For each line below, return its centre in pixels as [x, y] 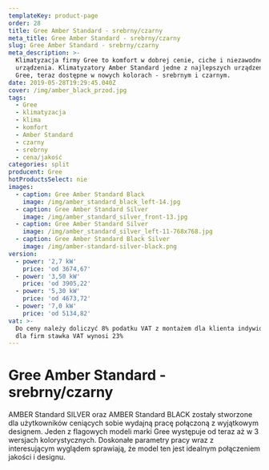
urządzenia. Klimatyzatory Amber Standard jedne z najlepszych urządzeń [139, 68]
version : [23, 254]
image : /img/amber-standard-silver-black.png [100, 247]
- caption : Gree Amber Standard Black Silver [93, 239]
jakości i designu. [37, 457]
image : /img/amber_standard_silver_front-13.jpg [105, 217]
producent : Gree [35, 172]
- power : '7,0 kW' [46, 306]
